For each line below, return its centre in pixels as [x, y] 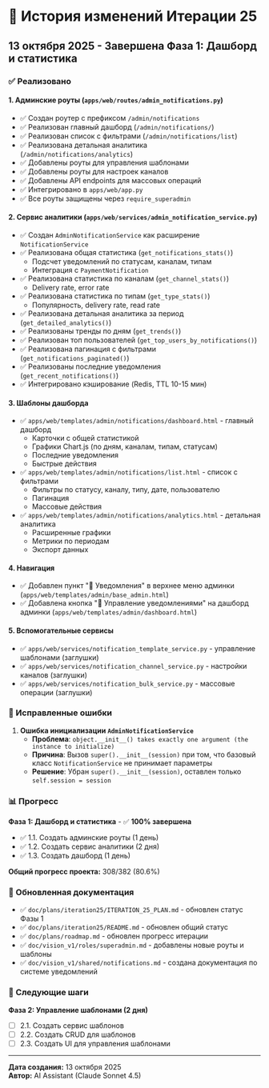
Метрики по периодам [70, 541]
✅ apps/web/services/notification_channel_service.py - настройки [133, 666]
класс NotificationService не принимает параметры [122, 762]
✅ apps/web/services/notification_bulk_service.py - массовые [127, 683]
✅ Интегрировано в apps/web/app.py [81, 189]
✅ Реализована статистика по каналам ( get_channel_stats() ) [124, 278]
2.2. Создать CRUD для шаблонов [78, 1034]
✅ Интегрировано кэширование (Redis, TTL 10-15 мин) [113, 384]
